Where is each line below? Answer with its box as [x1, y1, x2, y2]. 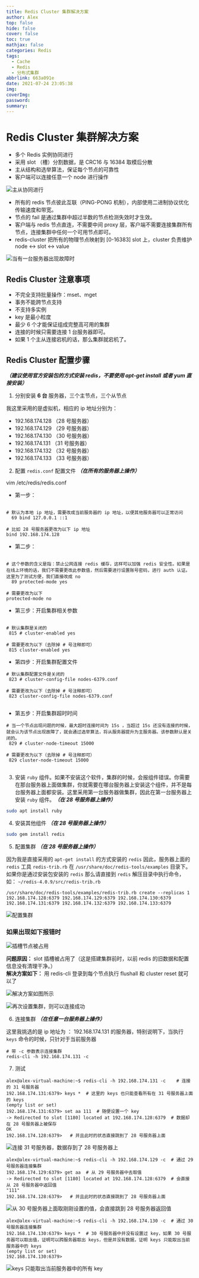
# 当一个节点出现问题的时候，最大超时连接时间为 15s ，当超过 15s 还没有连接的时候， [6, 723, 193, 729]
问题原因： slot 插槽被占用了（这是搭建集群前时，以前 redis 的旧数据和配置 [6, 955, 189, 962]
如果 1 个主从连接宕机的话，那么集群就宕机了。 [14, 336, 129, 343]
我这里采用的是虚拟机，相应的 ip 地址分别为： [6, 405, 118, 412]
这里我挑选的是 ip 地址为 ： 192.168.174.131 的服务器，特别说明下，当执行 [6, 1028, 184, 1036]
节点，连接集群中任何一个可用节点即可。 [14, 229, 114, 236]
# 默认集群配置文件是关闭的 [6, 671, 65, 677]
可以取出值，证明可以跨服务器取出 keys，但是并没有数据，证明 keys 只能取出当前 [14, 1237, 190, 1243]
